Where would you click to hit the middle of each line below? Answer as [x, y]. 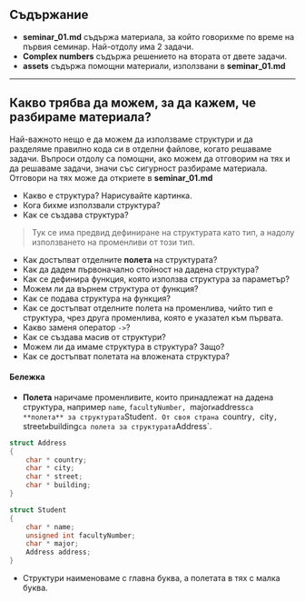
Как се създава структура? [75, 215]
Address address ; [59, 552]
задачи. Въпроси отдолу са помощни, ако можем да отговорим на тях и [150, 158]
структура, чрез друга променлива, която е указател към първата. [153, 317]
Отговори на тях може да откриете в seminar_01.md [111, 177]
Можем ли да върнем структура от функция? [110, 288]
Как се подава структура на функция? [96, 298]
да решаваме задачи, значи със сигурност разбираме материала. [138, 168]
